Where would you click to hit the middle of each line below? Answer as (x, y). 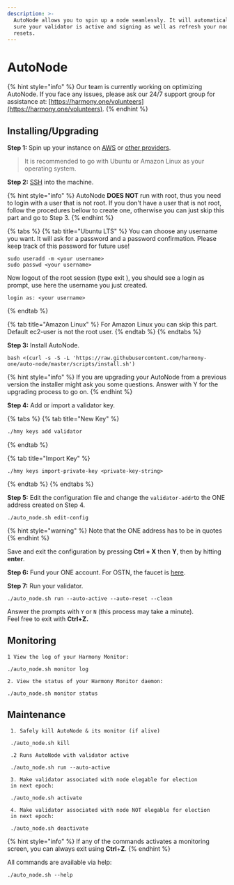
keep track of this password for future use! (69, 246)
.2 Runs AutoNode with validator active (70, 755)
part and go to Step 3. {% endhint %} (61, 218)
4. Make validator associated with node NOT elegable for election (110, 810)
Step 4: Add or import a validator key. (61, 405)
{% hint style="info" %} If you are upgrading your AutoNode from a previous (117, 377)
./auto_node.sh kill (40, 743)
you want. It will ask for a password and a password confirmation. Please (112, 238)
